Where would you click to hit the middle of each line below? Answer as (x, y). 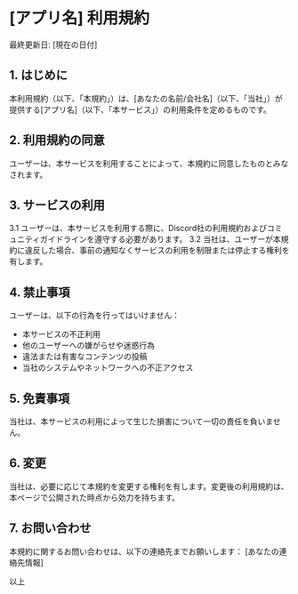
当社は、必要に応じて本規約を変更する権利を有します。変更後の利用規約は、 (149, 486)
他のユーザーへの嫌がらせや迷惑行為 (89, 345)
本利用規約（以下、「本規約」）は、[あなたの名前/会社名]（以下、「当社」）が (146, 98)
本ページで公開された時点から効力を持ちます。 (95, 497)
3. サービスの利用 (57, 205)
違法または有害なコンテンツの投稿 (85, 357)
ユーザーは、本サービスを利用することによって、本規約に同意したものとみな (149, 163)
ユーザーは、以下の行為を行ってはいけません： (95, 316)
